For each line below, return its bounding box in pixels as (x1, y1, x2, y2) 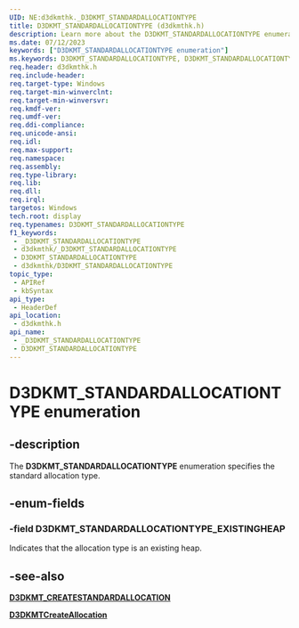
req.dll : (9, 187, 42, 196)
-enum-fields (9, 496, 85, 511)
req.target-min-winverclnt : (9, 87, 114, 96)
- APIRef (12, 278, 46, 287)
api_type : (9, 295, 46, 304)
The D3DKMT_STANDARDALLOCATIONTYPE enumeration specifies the (9, 461, 276, 471)
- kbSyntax (12, 286, 53, 295)
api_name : (9, 328, 46, 337)
